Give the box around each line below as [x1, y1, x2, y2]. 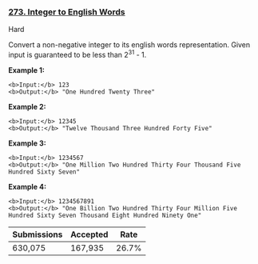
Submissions [12, 229, 63, 240]
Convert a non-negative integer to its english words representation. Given [8, 40, 251, 50]
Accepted [70, 229, 109, 240]
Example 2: [8, 102, 46, 111]
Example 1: [8, 65, 46, 74]
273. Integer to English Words [8, 6, 125, 18]
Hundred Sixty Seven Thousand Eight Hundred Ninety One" [8, 211, 202, 219]
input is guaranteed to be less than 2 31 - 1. [8, 49, 147, 59]
